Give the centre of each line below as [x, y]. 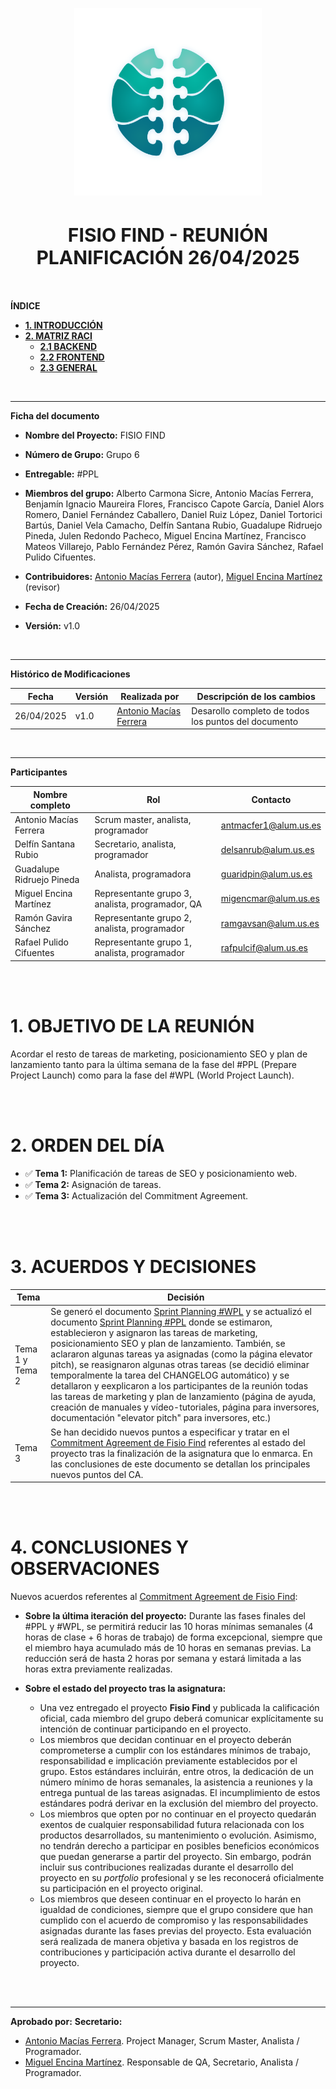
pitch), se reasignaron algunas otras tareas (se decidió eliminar [180, 1365]
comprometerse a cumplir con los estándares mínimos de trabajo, [175, 1750]
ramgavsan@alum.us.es [270, 923]
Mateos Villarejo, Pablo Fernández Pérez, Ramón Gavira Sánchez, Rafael [174, 547]
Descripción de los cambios [256, 696]
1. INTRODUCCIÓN [63, 325]
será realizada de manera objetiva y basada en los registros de [169, 1942]
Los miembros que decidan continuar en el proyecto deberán [165, 1740]
